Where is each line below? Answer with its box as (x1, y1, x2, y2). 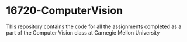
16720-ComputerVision (6, 4, 123, 17)
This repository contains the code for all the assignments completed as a (6, 23, 182, 30)
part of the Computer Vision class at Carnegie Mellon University (6, 29, 160, 36)
